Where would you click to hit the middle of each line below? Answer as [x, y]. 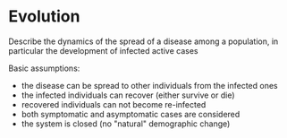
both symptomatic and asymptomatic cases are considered [131, 114]
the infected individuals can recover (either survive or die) [128, 95]
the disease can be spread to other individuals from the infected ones [149, 85]
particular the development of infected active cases [103, 50]
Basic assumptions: [44, 68]
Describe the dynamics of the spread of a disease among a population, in [143, 41]
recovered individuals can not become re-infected [114, 104]
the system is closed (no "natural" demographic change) [126, 124]
